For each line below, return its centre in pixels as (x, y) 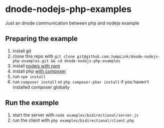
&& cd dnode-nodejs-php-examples (86, 61)
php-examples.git (31, 61)
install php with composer (39, 71)
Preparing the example (41, 39)
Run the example (32, 103)
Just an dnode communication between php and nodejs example (72, 23)
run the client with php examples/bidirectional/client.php (73, 120)
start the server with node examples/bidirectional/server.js (75, 115)
